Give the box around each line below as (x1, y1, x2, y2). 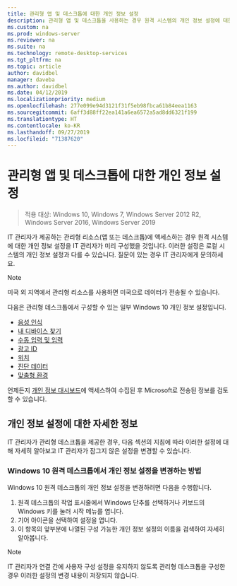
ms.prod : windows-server (7, 30, 80, 37)
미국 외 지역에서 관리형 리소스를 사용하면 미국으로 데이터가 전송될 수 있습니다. (7, 288, 220, 297)
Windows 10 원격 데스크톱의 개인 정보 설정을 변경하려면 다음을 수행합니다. (7, 484, 212, 492)
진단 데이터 (17, 362, 49, 371)
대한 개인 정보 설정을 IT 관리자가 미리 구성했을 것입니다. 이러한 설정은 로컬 (14, 242, 218, 250)
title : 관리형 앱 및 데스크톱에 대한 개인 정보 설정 (7, 10, 139, 18)
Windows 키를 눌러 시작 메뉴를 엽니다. (17, 507, 124, 516)
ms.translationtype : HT (7, 115, 78, 122)
